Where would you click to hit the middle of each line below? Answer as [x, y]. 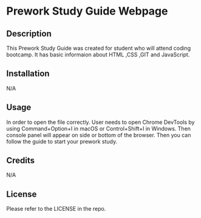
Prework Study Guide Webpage [87, 11]
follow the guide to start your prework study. [62, 141]
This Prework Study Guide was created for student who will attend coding [99, 48]
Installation [28, 74]
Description [29, 34]
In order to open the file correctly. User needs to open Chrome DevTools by [101, 122]
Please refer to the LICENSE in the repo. [56, 209]
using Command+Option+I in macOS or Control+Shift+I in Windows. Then [99, 128]
